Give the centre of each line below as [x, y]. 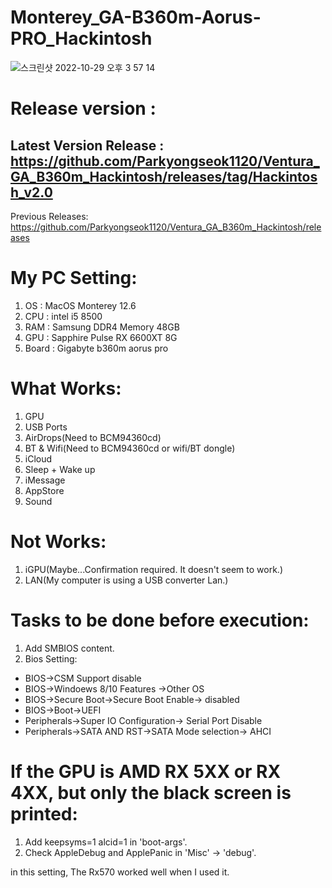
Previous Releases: [49, 216]
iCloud [38, 458]
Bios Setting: [51, 658]
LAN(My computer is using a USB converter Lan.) [126, 580]
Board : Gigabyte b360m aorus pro [96, 348]
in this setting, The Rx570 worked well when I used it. [120, 872]
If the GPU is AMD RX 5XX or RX [146, 771]
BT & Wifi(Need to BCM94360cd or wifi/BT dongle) [130, 448]
